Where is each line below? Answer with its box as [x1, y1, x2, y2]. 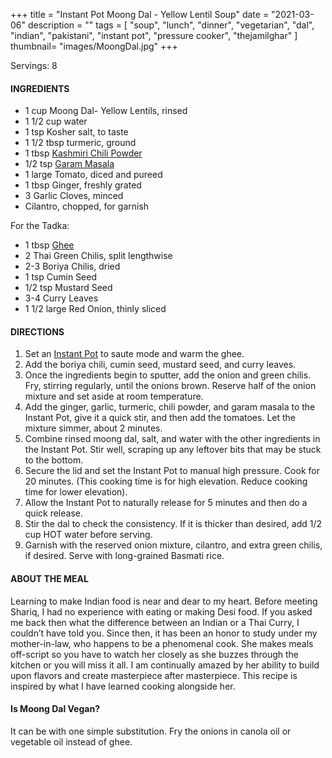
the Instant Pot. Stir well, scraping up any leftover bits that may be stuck [24, 444, 322, 456]
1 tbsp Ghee [24, 239, 75, 251]
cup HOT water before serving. [24, 529, 153, 541]
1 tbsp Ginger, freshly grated [24, 179, 142, 191]
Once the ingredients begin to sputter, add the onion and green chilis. [24, 369, 312, 381]
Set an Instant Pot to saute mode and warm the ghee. [24, 348, 245, 360]
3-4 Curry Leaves [24, 292, 99, 304]
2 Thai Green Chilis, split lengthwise [24, 250, 173, 262]
